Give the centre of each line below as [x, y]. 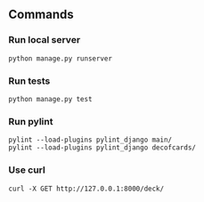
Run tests [29, 81]
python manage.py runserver [61, 58]
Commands [41, 15]
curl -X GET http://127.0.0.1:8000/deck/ [86, 189]
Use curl [27, 170]
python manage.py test [50, 99]
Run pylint [31, 121]
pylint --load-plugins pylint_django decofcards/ [102, 148]
